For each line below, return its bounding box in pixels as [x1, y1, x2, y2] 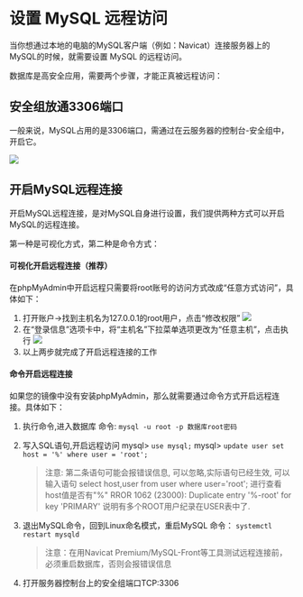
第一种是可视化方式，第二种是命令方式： [9, 238, 160, 249]
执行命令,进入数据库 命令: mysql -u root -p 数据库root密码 [22, 420, 237, 431]
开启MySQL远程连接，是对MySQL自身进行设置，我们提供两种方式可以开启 [9, 207, 286, 218]
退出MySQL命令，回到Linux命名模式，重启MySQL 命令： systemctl [22, 519, 272, 530]
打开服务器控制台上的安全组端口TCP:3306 [22, 577, 179, 588]
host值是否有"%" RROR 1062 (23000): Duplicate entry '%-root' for [44, 489, 292, 501]
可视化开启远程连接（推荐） [9, 261, 113, 271]
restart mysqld [22, 529, 80, 539]
